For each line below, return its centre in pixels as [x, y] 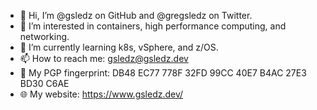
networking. [44, 36]
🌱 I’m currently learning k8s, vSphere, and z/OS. [119, 47]
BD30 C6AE [44, 83]
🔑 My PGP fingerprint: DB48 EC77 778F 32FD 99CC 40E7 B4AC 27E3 [163, 73]
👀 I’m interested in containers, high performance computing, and [153, 26]
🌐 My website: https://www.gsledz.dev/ [101, 94]
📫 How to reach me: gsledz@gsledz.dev [104, 58]
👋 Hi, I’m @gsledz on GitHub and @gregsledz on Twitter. [136, 15]
